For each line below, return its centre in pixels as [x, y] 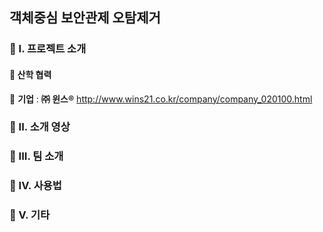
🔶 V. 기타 [30, 215]
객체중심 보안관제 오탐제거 [85, 18]
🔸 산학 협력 [30, 74]
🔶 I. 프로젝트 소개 [48, 49]
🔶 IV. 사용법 [35, 186]
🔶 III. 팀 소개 [36, 156]
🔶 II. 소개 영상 [40, 127]
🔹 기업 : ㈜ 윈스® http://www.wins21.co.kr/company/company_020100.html [161, 99]
